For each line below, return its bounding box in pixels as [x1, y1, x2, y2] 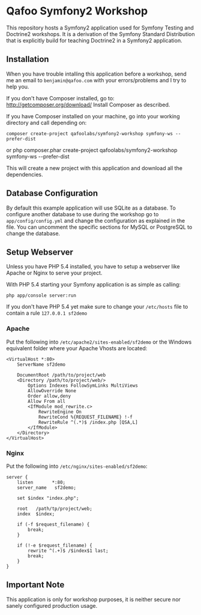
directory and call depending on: [6, 119, 87, 126]
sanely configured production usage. [6, 602, 98, 609]
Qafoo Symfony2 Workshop [6, 4, 148, 18]
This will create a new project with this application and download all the [6, 164, 183, 172]
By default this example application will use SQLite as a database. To [6, 204, 176, 211]
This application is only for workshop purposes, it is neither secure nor [6, 596, 181, 603]
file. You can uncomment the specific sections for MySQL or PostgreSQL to [6, 223, 193, 231]
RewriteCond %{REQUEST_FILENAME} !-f [38, 414, 133, 420]
